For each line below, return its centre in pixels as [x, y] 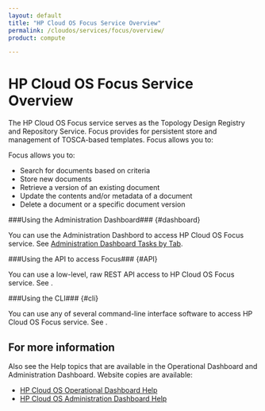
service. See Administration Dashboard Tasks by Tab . [96, 244]
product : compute [37, 38]
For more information [61, 347]
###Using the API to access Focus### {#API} [83, 259]
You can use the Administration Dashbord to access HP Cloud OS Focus [126, 235]
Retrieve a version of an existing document [90, 188]
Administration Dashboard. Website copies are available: [100, 375]
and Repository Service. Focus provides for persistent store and [113, 131]
